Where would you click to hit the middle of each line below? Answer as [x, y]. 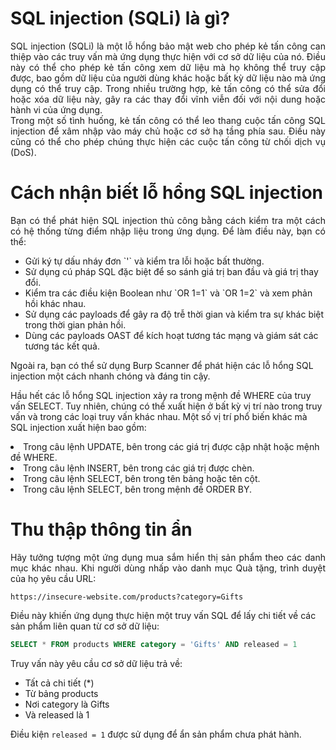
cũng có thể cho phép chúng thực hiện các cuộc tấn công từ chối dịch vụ [168, 141]
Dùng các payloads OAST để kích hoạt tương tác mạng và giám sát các [171, 335]
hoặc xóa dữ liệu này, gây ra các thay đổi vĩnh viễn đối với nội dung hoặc [168, 99]
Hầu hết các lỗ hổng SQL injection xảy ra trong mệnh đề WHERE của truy [161, 395]
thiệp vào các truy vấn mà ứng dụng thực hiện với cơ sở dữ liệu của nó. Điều [168, 56]
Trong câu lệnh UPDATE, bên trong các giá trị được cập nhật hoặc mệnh [171, 446]
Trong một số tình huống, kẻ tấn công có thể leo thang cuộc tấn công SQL [168, 120]
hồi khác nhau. [55, 303]
